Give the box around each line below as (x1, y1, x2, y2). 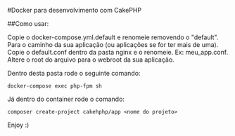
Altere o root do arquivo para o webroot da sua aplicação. (7, 55, 174, 64)
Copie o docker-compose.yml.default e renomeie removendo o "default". (7, 33, 219, 41)
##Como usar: (7, 20, 49, 27)
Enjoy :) (7, 121, 30, 129)
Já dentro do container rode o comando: (7, 95, 125, 103)
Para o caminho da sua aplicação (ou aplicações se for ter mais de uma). (7, 41, 219, 48)
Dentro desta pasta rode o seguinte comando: (7, 69, 141, 77)
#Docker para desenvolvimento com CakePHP (7, 6, 142, 14)
